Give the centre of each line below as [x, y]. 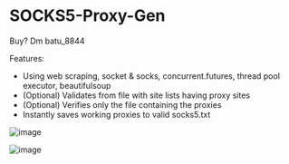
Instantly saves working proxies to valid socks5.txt [116, 114]
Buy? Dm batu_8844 [47, 41]
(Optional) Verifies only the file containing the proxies [122, 104]
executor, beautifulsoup [67, 85]
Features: [27, 58]
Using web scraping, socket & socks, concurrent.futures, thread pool [151, 76]
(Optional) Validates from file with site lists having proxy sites [136, 95]
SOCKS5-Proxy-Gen [87, 16]
